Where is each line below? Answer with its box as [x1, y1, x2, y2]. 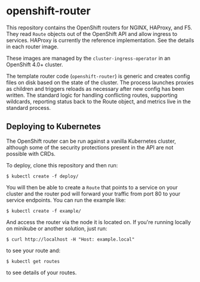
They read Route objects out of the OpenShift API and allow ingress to [6, 30, 178, 37]
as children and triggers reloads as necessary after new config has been [6, 85, 185, 92]
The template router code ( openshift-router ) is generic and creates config [6, 72, 190, 79]
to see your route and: [6, 247, 61, 254]
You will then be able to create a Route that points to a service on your [6, 183, 178, 191]
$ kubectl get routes [6, 258, 60, 264]
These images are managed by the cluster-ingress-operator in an [6, 54, 171, 62]
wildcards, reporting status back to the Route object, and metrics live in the [6, 97, 191, 105]
